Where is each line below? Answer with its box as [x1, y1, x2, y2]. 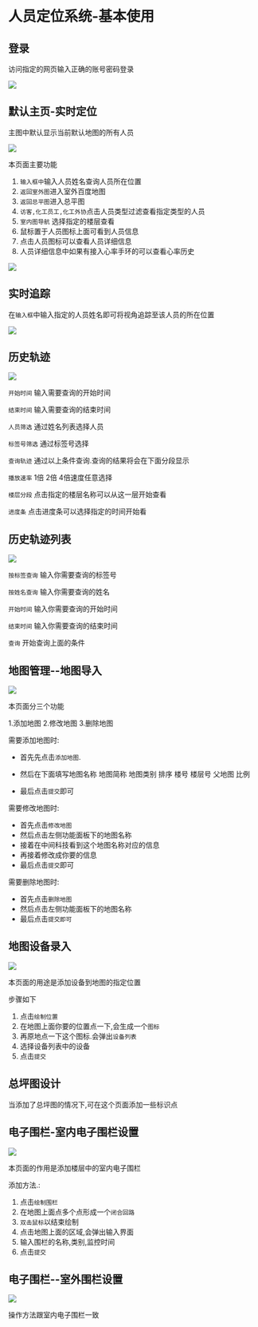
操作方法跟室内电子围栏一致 [8, 1310, 100, 1320]
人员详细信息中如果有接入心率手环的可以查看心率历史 [19, 246, 195, 256]
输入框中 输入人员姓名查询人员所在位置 [19, 177, 142, 186]
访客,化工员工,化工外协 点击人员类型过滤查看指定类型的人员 [19, 206, 205, 216]
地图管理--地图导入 [8, 664, 102, 677]
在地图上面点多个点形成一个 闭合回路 [19, 1207, 135, 1217]
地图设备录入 [8, 940, 72, 953]
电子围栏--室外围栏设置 [8, 1272, 123, 1286]
